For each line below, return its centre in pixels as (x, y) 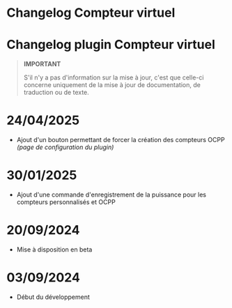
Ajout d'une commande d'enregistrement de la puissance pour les (111, 194)
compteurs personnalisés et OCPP (66, 202)
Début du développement (53, 297)
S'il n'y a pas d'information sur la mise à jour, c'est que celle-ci (114, 77)
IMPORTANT (42, 64)
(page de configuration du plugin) (65, 147)
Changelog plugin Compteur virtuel (111, 45)
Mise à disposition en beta (54, 249)
